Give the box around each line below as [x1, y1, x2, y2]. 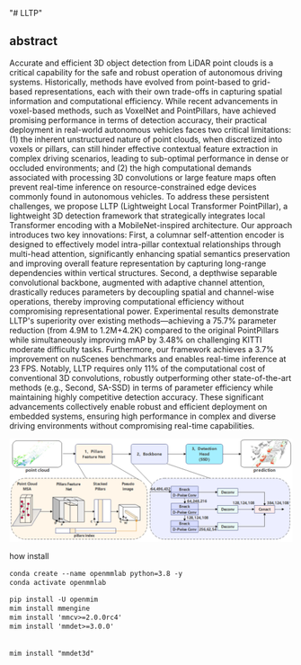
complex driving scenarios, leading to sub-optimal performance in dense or [9, 153, 289, 164]
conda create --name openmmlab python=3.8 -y [9, 569, 182, 578]
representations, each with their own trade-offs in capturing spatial [34, 85, 283, 97]
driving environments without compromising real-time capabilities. [9, 420, 255, 430]
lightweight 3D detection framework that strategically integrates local [9, 210, 266, 221]
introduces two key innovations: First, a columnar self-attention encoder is [9, 229, 285, 240]
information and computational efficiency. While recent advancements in [9, 95, 279, 106]
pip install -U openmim [9, 595, 99, 604]
